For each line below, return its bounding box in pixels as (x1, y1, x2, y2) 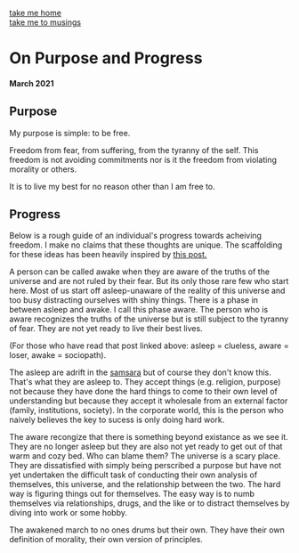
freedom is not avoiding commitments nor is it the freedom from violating (9, 154, 278, 165)
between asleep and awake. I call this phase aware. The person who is (9, 305, 269, 315)
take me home (9, 8, 62, 18)
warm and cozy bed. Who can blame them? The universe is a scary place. (9, 451, 280, 461)
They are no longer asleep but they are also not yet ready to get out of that (9, 441, 283, 452)
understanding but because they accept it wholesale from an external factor (9, 395, 288, 406)
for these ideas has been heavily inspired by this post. (9, 249, 207, 260)
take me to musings (9, 17, 82, 28)
